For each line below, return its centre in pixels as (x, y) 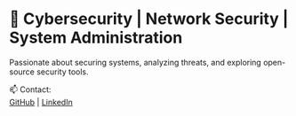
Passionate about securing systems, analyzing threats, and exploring (136, 62)
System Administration (96, 38)
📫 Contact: (30, 89)
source (22, 72)
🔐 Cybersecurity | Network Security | (149, 19)
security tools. (63, 72)
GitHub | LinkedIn (41, 102)
